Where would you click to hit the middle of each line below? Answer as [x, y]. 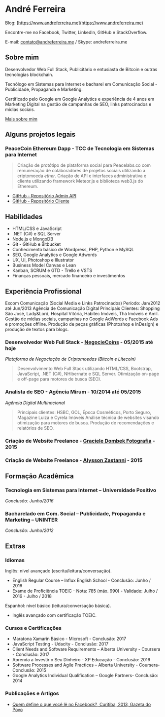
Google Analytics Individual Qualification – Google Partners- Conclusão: [85, 676]
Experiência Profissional [43, 291]
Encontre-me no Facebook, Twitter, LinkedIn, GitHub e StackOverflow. [76, 32]
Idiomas [15, 560]
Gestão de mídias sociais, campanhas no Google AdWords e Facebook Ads [82, 319]
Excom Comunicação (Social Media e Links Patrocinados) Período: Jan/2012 [83, 303]
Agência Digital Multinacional [35, 403]
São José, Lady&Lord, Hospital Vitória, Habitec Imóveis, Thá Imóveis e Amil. [82, 314]
